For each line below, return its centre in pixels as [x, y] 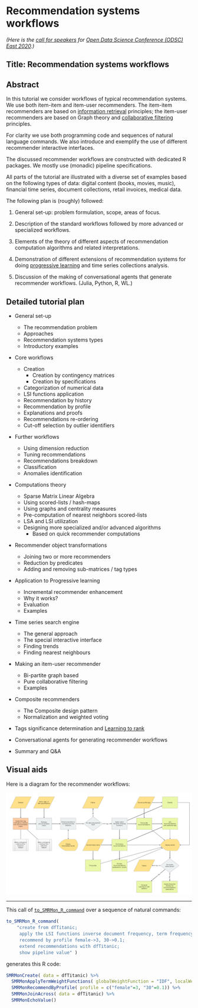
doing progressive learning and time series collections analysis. [92, 265]
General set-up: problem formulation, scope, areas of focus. [88, 212]
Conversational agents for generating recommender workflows [91, 740]
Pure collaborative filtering [56, 681]
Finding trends [41, 646]
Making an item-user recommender [58, 664]
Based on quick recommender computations [86, 533]
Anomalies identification [53, 473]
